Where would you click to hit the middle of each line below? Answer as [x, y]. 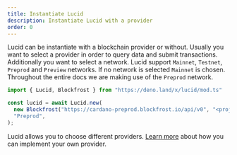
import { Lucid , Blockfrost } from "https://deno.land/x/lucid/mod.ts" [115, 90]
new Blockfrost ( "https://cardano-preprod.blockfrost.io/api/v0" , [112, 110]
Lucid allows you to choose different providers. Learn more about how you [116, 136]
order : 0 [20, 27]
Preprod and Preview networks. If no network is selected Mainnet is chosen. [116, 70]
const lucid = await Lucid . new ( [55, 103]
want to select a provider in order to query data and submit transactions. [113, 54]
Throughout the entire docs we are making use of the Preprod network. [110, 77]
